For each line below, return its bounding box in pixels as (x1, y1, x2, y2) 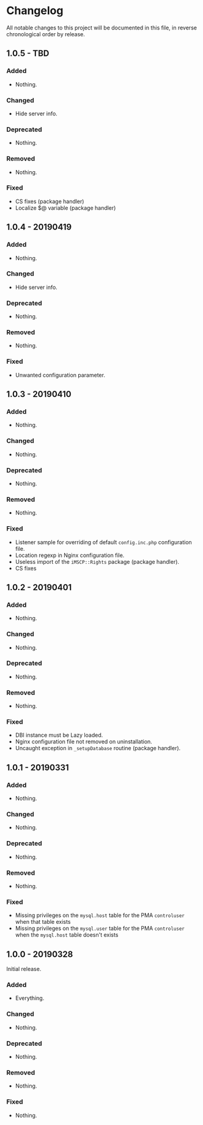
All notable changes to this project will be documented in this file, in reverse (6, 24, 197, 31)
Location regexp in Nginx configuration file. (15, 551, 125, 559)
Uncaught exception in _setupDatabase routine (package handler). (15, 745, 181, 752)
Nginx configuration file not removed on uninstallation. (15, 738, 153, 745)
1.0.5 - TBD (6, 48, 50, 59)
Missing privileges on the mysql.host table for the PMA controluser (15, 912, 185, 919)
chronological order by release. (6, 30, 86, 37)
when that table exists (15, 918, 71, 926)
